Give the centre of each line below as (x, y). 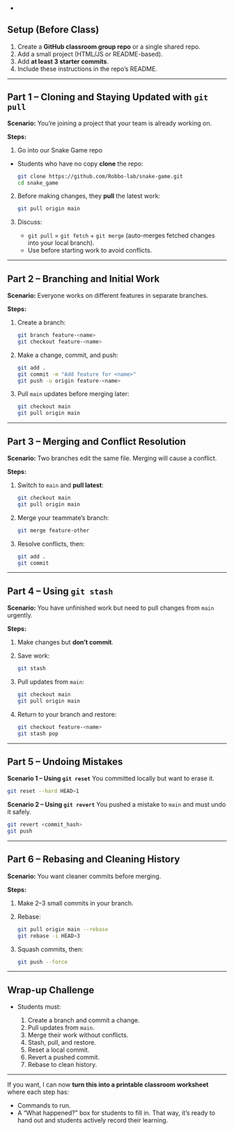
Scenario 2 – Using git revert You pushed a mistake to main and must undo (117, 805)
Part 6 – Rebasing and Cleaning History (94, 859)
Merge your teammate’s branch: (63, 517)
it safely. (19, 812)
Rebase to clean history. (62, 1065)
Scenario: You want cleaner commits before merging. (84, 876)
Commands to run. (44, 1106)
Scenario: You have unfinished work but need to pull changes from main (111, 608)
